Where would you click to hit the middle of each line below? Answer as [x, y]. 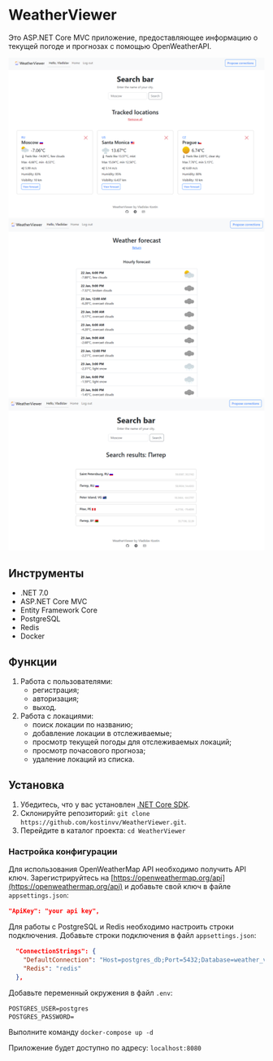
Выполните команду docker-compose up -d [81, 1032]
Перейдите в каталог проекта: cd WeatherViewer [103, 831]
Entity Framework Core [58, 610]
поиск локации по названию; [82, 725]
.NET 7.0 [34, 593]
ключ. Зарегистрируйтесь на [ [61, 878]
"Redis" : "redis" [52, 969]
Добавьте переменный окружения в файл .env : [91, 993]
